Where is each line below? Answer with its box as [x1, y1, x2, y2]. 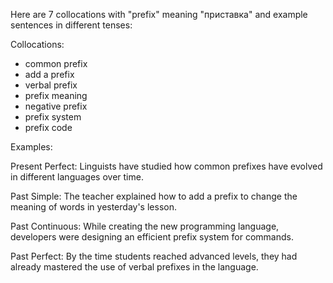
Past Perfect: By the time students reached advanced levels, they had [10, 250, 298, 262]
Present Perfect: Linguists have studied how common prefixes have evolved [10, 160, 323, 172]
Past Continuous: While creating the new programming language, [10, 220, 280, 232]
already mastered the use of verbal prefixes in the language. [10, 261, 259, 273]
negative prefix [24, 100, 88, 112]
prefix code [24, 122, 73, 133]
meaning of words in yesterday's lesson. [10, 201, 177, 213]
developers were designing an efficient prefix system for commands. [10, 231, 294, 243]
